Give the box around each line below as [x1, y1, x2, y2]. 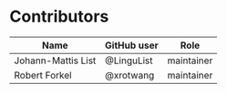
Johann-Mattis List [14, 54, 97, 67]
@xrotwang [104, 69, 155, 81]
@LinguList [104, 54, 153, 67]
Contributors [9, 6, 109, 27]
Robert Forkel [14, 69, 72, 81]
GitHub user [104, 39, 160, 51]
